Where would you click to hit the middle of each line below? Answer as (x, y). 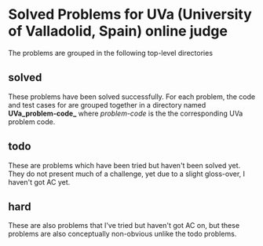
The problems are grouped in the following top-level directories (111, 53)
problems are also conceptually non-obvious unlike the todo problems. (122, 234)
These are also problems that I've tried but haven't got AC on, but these (124, 226)
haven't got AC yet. (39, 182)
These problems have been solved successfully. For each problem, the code (132, 97)
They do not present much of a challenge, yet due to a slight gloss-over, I (127, 174)
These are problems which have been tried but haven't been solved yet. (124, 165)
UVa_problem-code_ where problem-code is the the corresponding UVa (126, 113)
